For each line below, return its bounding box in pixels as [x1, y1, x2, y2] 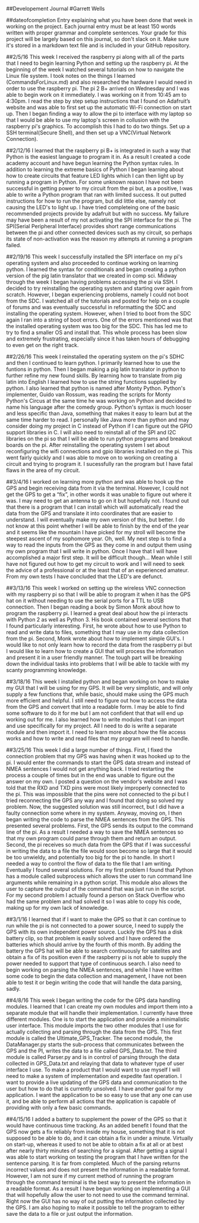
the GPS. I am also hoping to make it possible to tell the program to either [6, 1204, 185, 1211]
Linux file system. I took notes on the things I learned [6, 73, 135, 79]
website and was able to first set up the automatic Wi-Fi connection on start [6, 104, 192, 111]
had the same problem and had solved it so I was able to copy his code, [6, 898, 182, 905]
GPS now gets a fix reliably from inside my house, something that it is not [6, 1129, 185, 1135]
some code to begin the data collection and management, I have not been [6, 973, 187, 979]
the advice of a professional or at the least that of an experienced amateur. [6, 567, 189, 573]
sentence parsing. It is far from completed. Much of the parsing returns [6, 1160, 181, 1167]
